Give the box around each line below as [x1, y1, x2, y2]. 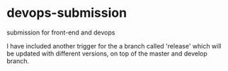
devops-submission [6, 5, 127, 21]
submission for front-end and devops [6, 28, 115, 37]
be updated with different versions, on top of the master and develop [6, 49, 208, 58]
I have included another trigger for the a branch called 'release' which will [6, 41, 222, 50]
